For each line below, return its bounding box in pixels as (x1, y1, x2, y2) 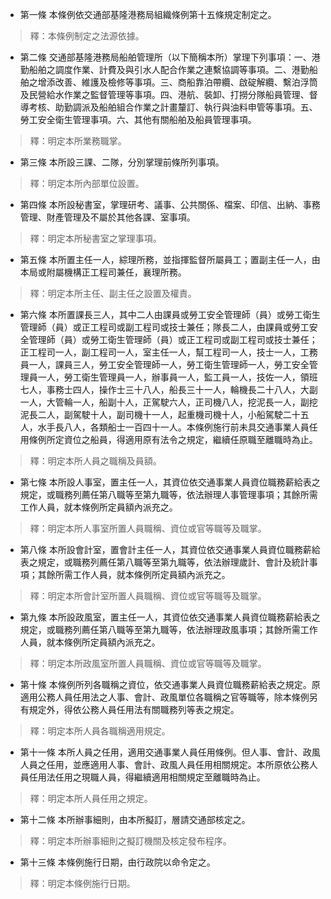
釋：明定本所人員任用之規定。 (29, 793, 153, 804)
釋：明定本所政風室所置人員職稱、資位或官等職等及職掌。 (29, 658, 267, 669)
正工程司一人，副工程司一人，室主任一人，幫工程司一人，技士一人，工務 (19, 346, 318, 358)
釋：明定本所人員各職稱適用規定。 (29, 725, 171, 737)
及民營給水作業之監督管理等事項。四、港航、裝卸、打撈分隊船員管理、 (19, 89, 310, 100)
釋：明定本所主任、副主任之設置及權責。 (29, 288, 197, 299)
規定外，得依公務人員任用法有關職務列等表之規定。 (28, 704, 240, 715)
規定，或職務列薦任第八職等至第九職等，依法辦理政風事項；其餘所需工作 (19, 624, 318, 635)
